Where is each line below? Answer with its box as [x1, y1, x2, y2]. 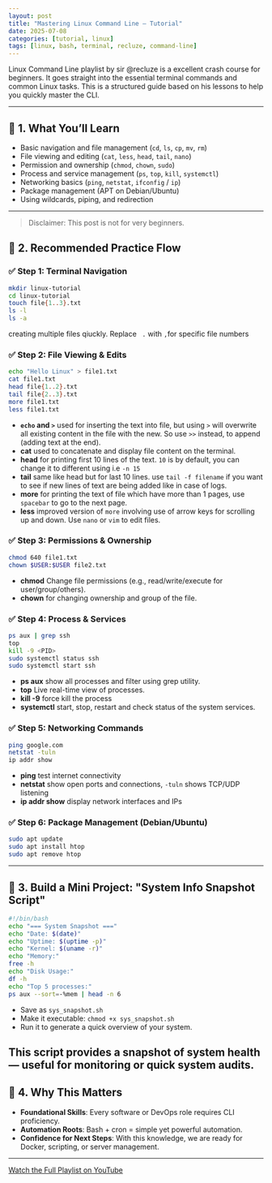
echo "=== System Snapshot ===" [8, 922, 117, 930]
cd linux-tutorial [8, 291, 70, 300]
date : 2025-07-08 [8, 27, 67, 35]
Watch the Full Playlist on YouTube [8, 1165, 123, 1175]
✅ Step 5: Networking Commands [8, 723, 144, 734]
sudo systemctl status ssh [8, 654, 100, 662]
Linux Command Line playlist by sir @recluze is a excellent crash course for [8, 64, 261, 74]
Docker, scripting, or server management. [19, 1142, 159, 1151]
